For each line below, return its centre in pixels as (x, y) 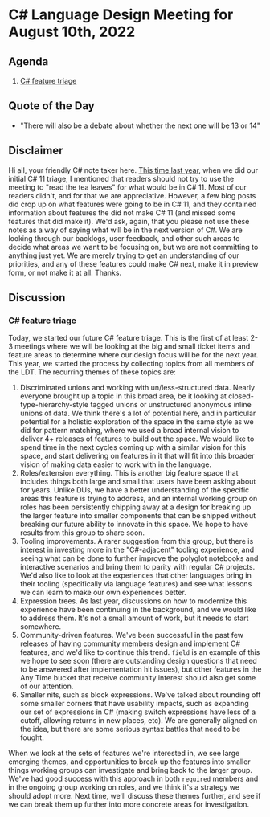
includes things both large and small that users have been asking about (138, 482)
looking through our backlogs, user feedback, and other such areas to (124, 238)
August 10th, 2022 (72, 32)
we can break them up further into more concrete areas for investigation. (129, 804)
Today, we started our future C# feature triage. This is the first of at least (129, 338)
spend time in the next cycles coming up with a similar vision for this (133, 447)
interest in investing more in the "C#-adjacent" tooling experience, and (137, 550)
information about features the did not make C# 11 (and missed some (122, 212)
